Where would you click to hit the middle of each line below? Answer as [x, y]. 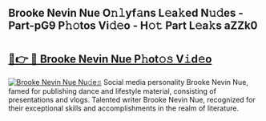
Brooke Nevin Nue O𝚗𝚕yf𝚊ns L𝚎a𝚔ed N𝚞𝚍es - [126, 13]
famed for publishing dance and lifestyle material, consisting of [112, 91]
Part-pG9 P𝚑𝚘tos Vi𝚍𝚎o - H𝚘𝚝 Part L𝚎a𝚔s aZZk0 [133, 26]
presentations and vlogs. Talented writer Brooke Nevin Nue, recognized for [132, 100]
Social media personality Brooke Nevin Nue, [175, 82]
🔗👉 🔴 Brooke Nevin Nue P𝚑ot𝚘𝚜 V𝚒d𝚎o [110, 59]
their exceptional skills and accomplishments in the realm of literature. [124, 108]
